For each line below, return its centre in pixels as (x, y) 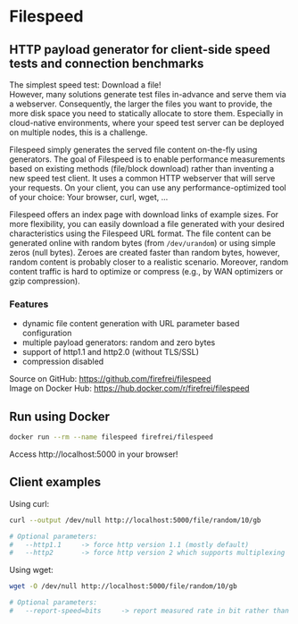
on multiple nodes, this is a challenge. (79, 132)
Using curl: (29, 503)
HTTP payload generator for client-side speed (140, 50)
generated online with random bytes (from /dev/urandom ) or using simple (143, 243)
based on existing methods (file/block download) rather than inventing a (142, 169)
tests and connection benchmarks (107, 63)
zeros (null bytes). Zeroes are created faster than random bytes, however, (145, 253)
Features (29, 304)
